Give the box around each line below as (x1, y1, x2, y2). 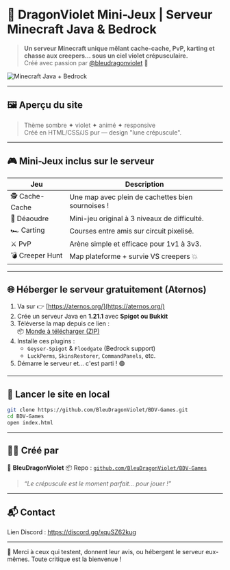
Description (125, 179, 164, 189)
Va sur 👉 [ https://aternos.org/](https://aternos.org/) (16, 302, 166, 310)
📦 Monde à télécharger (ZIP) (16, 327, 100, 336)
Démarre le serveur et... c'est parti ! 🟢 (16, 359, 125, 367)
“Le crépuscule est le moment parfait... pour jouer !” (23, 479, 172, 488)
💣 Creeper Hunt (10, 251, 63, 260)
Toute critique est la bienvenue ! (31, 555, 122, 563)
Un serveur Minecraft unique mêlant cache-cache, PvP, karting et (23, 44, 216, 52)
